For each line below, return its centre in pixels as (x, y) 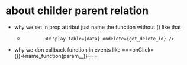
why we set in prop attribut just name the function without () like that (97, 27)
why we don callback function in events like (67, 49)
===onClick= (138, 49)
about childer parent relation (77, 11)
